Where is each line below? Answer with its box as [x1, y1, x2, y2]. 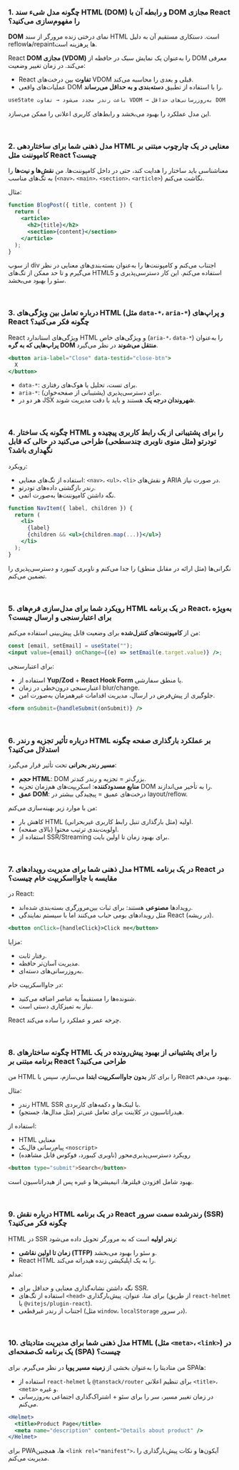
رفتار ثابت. [18, 951, 47, 960]
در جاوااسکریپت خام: [8, 980, 63, 989]
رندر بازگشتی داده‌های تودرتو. [18, 483, 96, 492]
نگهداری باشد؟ [8, 445, 53, 455]
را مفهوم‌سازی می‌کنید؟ [8, 16, 81, 26]
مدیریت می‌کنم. [8, 1454, 49, 1463]
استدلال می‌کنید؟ [8, 744, 60, 754]
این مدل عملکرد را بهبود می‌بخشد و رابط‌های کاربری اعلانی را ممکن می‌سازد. [8, 109, 211, 118]
